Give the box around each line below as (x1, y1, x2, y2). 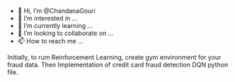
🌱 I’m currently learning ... (17, 22, 93, 29)
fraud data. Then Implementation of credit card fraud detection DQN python (7, 60, 229, 69)
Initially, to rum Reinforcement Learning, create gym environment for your (7, 53, 222, 61)
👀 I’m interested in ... (17, 14, 78, 22)
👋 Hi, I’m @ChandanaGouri (17, 7, 96, 15)
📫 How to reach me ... (17, 37, 84, 45)
